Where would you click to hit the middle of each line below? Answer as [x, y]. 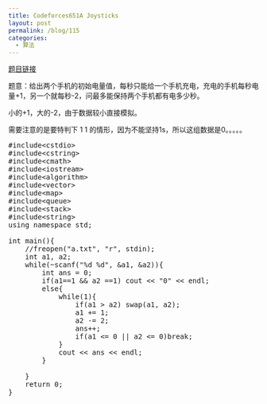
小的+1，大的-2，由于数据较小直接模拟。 [75, 113]
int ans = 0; [67, 273]
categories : [28, 38]
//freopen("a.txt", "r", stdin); [90, 249]
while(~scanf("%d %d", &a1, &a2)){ [94, 265]
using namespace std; [50, 225]
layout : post [30, 23]
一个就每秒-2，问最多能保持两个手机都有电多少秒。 [120, 96]
